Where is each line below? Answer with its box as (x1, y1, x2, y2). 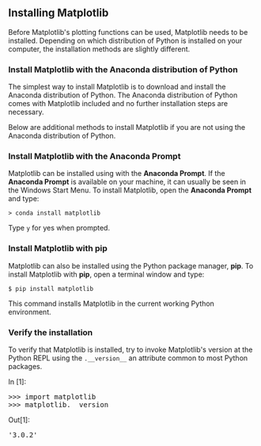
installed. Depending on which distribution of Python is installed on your (8, 36, 243, 45)
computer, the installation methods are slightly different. (8, 44, 191, 54)
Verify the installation (8, 326, 93, 337)
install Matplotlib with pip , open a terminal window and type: (8, 269, 205, 279)
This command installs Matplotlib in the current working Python (8, 299, 215, 308)
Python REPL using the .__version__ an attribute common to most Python (8, 353, 248, 363)
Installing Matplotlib (8, 6, 109, 20)
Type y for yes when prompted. (8, 223, 111, 233)
